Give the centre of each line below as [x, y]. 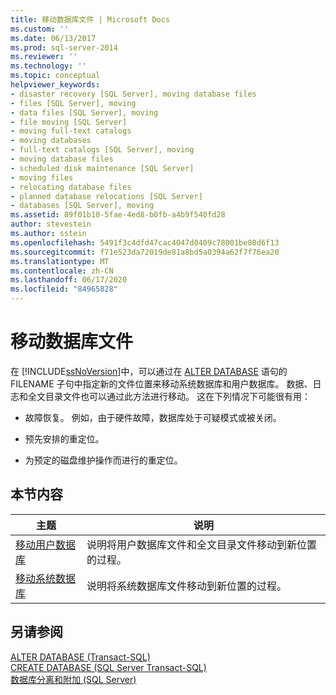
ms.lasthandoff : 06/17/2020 [69, 280]
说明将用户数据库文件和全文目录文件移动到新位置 [202, 544]
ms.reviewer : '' [44, 57]
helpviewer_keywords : [55, 85]
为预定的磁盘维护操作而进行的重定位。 [103, 460]
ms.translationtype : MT [60, 261]
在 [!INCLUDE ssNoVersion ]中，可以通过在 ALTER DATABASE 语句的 [149, 371]
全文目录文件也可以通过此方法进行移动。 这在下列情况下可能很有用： [169, 396]
